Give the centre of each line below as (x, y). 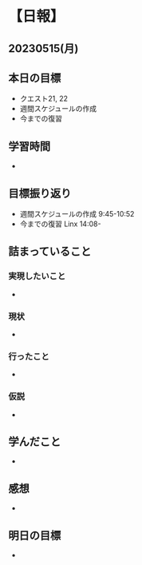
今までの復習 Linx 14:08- (60, 224)
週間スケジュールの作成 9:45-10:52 (77, 214)
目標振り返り (40, 193)
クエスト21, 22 (44, 99)
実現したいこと (37, 277)
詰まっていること (50, 251)
